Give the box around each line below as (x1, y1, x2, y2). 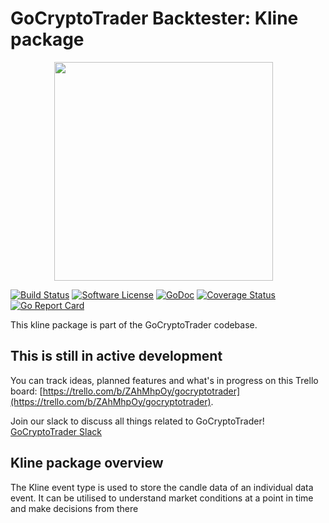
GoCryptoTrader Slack (10, 425, 102, 437)
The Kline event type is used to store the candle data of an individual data (10, 481, 314, 493)
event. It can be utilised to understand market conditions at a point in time (10, 492, 314, 504)
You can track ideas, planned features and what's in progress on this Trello (10, 374, 319, 386)
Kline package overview (10, 455, 164, 472)
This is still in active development (10, 348, 223, 365)
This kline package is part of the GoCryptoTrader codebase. (10, 318, 258, 331)
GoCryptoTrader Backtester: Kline (10, 7, 299, 30)
